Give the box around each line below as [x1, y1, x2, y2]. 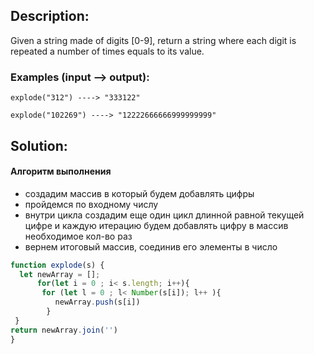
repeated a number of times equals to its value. [10, 45, 205, 57]
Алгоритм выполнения [10, 165, 112, 178]
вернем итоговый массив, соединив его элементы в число [24, 240, 278, 253]
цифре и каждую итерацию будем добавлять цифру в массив [24, 219, 289, 231]
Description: [10, 8, 90, 25]
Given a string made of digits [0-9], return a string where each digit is [10, 34, 297, 46]
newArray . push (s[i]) [54, 297, 141, 308]
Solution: [10, 137, 68, 154]
